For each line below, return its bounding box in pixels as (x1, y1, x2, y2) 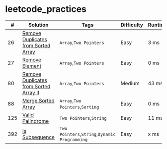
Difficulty (120, 21, 143, 28)
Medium (120, 80, 140, 87)
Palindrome (22, 117, 49, 124)
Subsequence (22, 134, 55, 141)
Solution (28, 21, 49, 28)
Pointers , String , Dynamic (59, 130, 116, 137)
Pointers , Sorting (59, 103, 99, 110)
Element (22, 62, 41, 69)
